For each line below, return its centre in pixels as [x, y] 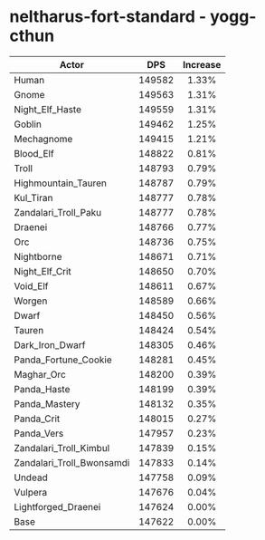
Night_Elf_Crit [43, 271]
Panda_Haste [42, 389]
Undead [31, 477]
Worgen [31, 301]
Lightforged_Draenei [57, 506]
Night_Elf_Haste [48, 109]
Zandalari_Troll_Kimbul [62, 448]
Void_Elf [31, 285]
